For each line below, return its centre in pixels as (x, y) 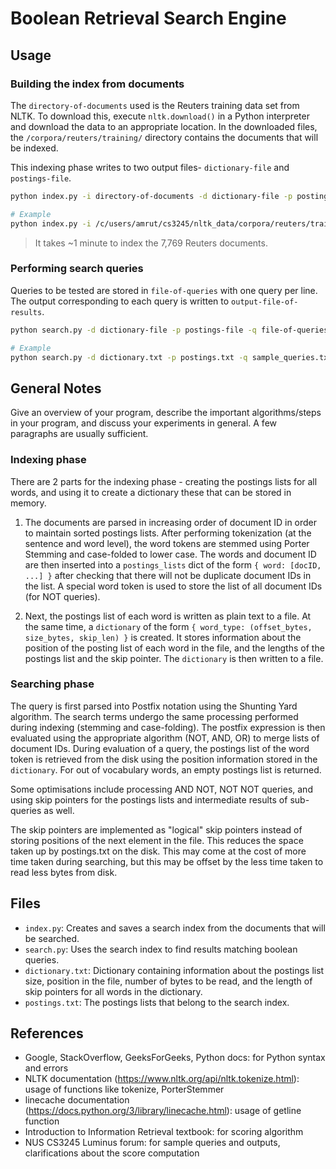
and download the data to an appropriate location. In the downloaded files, (164, 126)
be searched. (52, 938)
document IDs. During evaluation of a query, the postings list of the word (160, 748)
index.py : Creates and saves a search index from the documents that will (175, 928)
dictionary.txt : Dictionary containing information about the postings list (174, 970)
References (47, 1033)
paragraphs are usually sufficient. (79, 434)
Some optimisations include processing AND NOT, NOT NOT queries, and (161, 789)
